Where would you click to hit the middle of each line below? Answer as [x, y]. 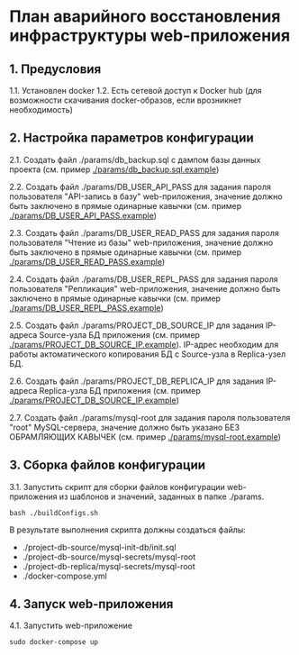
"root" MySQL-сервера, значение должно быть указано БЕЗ [125, 427]
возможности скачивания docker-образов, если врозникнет [126, 100]
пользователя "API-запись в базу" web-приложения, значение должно [146, 196]
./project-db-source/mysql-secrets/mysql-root [109, 557]
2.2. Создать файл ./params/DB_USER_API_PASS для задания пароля [140, 186]
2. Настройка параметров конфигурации [131, 138]
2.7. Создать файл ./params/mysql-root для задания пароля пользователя [150, 417]
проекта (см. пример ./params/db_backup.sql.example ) [114, 169]
